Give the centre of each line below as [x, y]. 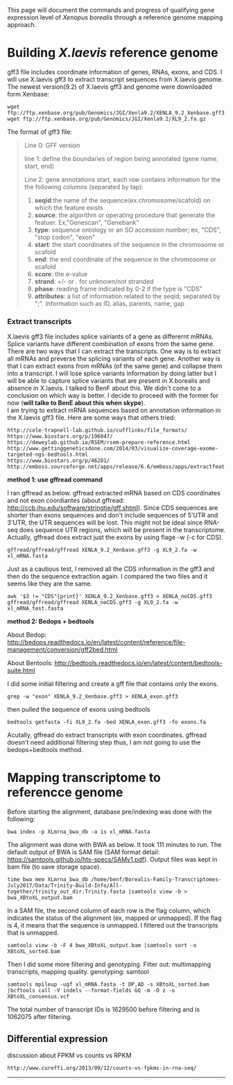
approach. [22, 25]
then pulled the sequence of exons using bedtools [79, 710]
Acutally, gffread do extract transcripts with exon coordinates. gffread [107, 735]
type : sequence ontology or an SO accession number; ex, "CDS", [128, 230]
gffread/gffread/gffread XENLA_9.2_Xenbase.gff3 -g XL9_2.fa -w [102, 550]
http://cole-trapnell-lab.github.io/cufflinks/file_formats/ [97, 430]
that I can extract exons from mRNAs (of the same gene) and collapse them [115, 366]
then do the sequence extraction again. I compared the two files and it [107, 576]
